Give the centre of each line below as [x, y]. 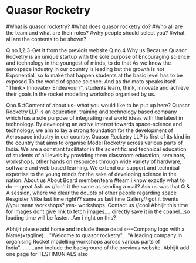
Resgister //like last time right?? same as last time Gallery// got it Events [92, 199]
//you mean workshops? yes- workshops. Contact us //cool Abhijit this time [97, 205]
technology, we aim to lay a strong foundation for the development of [89, 130]
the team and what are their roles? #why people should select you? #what [95, 32]
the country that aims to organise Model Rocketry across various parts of [94, 143]
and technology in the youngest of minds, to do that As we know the [89, 63]
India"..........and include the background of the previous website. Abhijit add [98, 248]
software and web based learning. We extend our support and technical [93, 167]
